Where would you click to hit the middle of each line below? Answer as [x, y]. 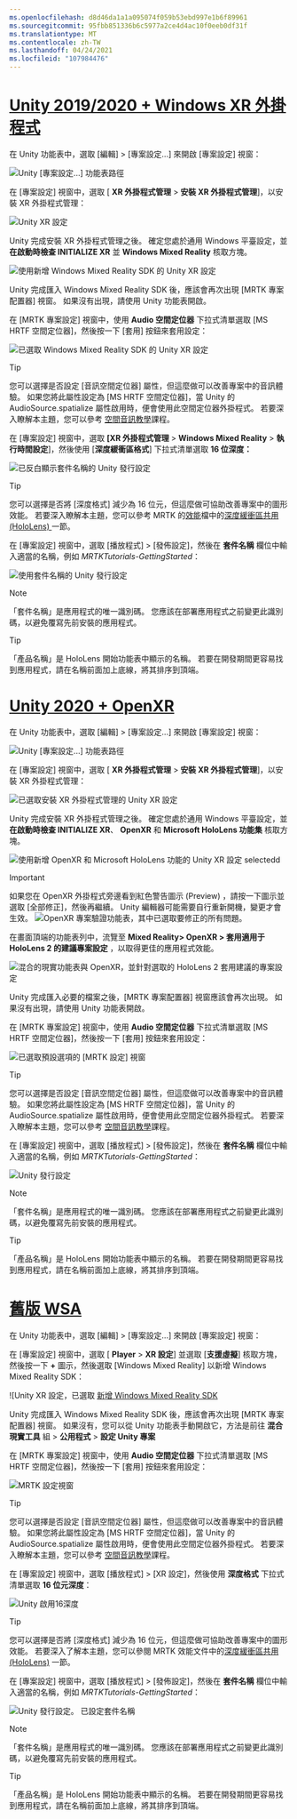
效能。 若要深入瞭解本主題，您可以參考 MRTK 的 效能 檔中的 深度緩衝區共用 [144, 515]
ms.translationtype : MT [53, 34]
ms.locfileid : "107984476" [59, 59]
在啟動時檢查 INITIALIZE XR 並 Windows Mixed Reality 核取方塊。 [131, 252]
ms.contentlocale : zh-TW [55, 42]
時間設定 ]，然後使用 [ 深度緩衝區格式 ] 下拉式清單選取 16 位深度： [134, 449]
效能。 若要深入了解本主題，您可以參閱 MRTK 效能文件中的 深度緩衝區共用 [144, 1651]
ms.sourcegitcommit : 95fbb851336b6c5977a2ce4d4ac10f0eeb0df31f [129, 26]
